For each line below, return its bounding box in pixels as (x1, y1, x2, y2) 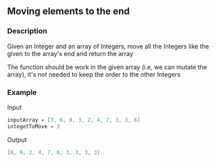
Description (7, 26, 48, 36)
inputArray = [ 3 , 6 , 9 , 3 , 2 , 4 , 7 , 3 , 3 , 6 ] (7, 116, 141, 123)
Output (7, 135, 27, 144)
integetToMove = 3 (7, 123, 60, 130)
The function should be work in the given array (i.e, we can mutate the (7, 62, 207, 71)
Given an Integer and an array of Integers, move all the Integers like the (7, 42, 209, 51)
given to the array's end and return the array (7, 49, 133, 57)
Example (7, 87, 37, 97)
